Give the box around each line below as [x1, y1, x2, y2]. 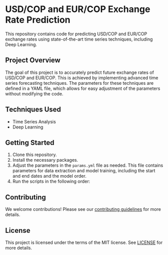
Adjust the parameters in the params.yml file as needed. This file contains [12, 162, 163, 169]
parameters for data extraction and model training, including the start [12, 168, 155, 174]
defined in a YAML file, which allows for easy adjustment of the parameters [5, 85, 160, 91]
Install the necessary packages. [12, 157, 79, 163]
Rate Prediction [5, 14, 71, 26]
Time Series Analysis [12, 118, 56, 124]
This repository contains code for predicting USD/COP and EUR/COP [5, 31, 147, 37]
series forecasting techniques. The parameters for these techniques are [5, 80, 154, 86]
